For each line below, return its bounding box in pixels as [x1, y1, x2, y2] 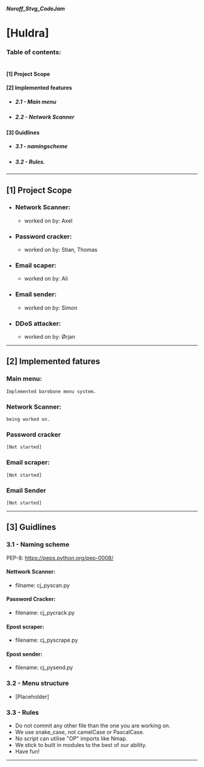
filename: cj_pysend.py [15, 664, 73, 672]
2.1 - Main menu [15, 98, 56, 106]
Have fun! [15, 748, 40, 755]
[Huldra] [6, 26, 49, 40]
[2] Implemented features [6, 84, 72, 91]
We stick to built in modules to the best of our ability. [15, 741, 147, 749]
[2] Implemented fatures [6, 356, 100, 367]
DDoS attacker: [15, 319, 61, 328]
